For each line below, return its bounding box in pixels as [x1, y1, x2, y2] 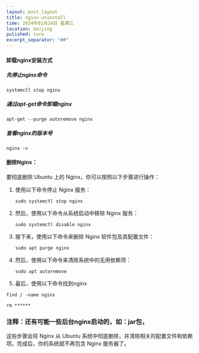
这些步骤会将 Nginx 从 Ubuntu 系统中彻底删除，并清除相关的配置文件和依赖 [6, 332, 193, 339]
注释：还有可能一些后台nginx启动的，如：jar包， [6, 317, 149, 326]
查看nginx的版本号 [6, 129, 53, 137]
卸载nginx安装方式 [6, 56, 53, 63]
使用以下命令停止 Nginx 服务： [14, 186, 92, 193]
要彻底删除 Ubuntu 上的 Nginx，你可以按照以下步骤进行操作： [6, 173, 160, 180]
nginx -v [6, 145, 28, 151]
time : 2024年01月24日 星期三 [6, 20, 74, 26]
